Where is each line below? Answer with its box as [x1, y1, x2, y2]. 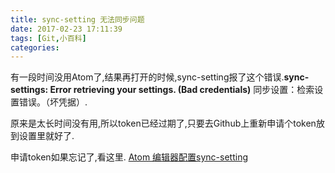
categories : [10, 42, 60, 53]
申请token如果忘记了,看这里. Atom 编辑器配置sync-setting [10, 151, 249, 163]
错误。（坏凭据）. [18, 96, 88, 108]
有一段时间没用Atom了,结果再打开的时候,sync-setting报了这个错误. [10, 71, 285, 83]
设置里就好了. [18, 130, 75, 142]
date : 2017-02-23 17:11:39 [10, 24, 123, 34]
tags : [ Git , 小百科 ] [10, 33, 87, 43]
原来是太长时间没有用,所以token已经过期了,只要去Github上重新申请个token [10, 117, 317, 130]
